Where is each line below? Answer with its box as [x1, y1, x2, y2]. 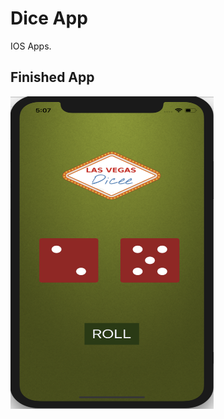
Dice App [10, 7, 88, 30]
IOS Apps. [10, 40, 52, 52]
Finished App [10, 69, 95, 86]
